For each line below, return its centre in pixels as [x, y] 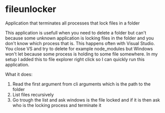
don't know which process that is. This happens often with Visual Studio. [80, 43]
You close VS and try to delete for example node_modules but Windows [79, 48]
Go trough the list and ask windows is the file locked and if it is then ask [86, 100]
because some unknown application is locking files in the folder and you [79, 38]
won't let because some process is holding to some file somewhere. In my [81, 54]
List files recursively [33, 94]
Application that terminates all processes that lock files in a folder [72, 23]
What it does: [19, 74]
